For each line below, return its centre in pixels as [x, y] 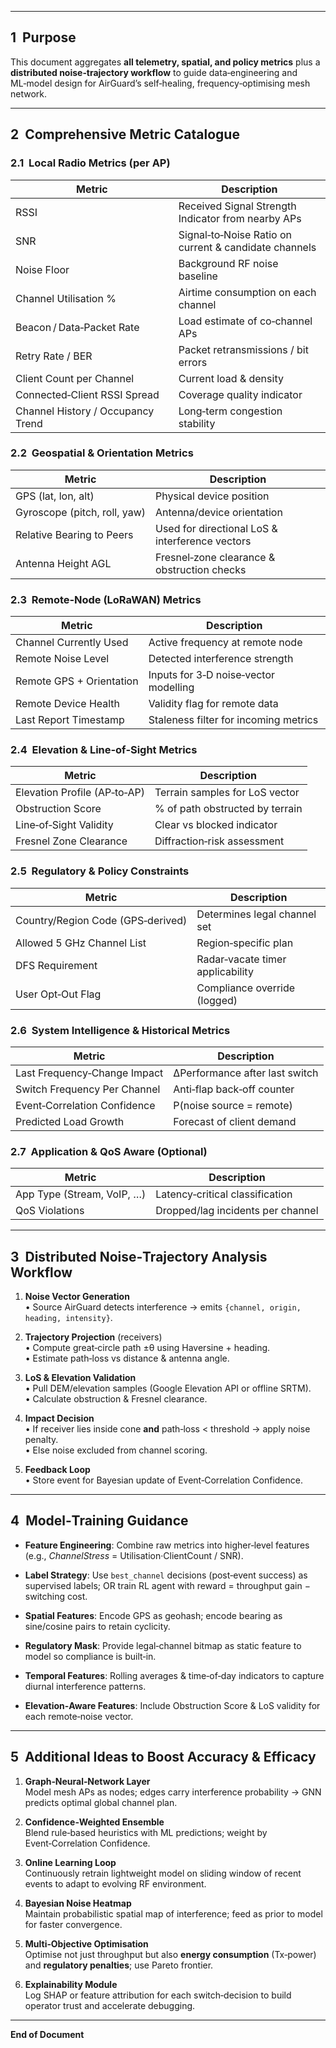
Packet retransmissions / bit [243, 349]
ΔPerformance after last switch [246, 1073]
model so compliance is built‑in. [90, 1656]
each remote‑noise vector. [79, 1716]
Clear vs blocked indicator [216, 825]
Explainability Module [71, 1984]
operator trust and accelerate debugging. [110, 2005]
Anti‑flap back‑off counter [234, 1089]
